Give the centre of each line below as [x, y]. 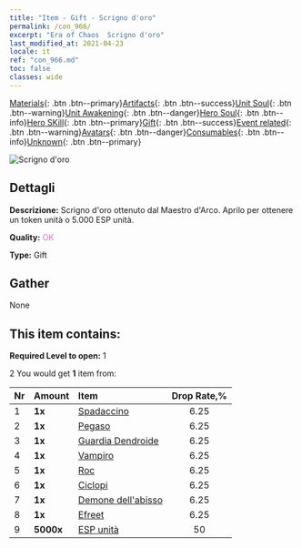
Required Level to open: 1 [58, 356]
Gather [30, 283]
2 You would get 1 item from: [63, 373]
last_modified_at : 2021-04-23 [67, 43]
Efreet [91, 515]
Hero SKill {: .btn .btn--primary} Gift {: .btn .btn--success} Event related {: [159, 122]
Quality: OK [32, 237]
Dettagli [32, 188]
